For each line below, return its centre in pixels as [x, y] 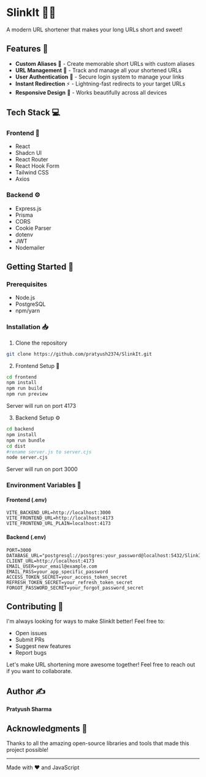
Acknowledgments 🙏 [47, 728]
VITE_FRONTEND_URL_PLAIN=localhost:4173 [59, 524]
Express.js [28, 208]
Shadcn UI [28, 153]
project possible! [28, 750]
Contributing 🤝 [35, 607]
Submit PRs [30, 640]
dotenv [24, 234]
